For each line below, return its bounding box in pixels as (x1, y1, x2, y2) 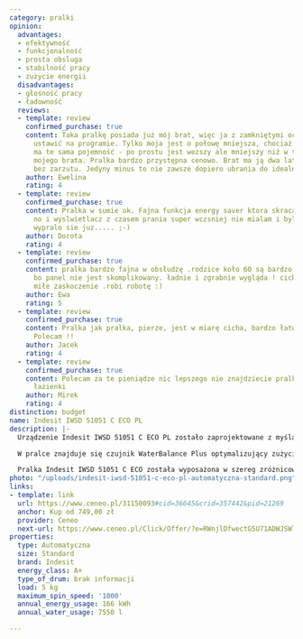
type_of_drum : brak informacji (17, 574, 135, 583)
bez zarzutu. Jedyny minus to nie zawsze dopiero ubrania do (32, 164, 269, 173)
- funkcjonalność (17, 47, 83, 56)
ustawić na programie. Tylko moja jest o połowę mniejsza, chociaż (32, 139, 293, 148)
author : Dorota (25, 231, 83, 240)
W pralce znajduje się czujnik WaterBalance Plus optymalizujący (17, 449, 269, 458)
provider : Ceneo (17, 515, 78, 524)
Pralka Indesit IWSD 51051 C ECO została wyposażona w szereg (17, 466, 256, 475)
